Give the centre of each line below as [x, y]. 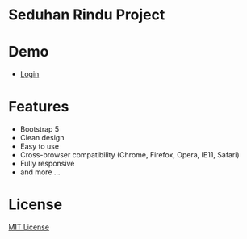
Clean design [42, 138]
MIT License [29, 227]
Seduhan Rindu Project [87, 15]
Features [39, 107]
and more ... [40, 172]
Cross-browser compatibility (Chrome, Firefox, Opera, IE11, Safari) [130, 155]
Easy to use [39, 146]
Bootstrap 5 [40, 129]
